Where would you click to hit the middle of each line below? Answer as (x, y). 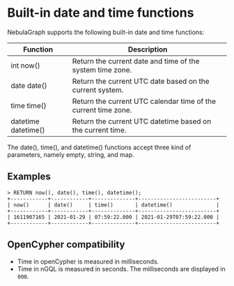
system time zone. (102, 70)
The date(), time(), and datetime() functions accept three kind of (99, 147)
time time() (29, 105)
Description (148, 49)
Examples (29, 177)
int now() (25, 66)
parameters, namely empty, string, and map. (71, 154)
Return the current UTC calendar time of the (144, 101)
